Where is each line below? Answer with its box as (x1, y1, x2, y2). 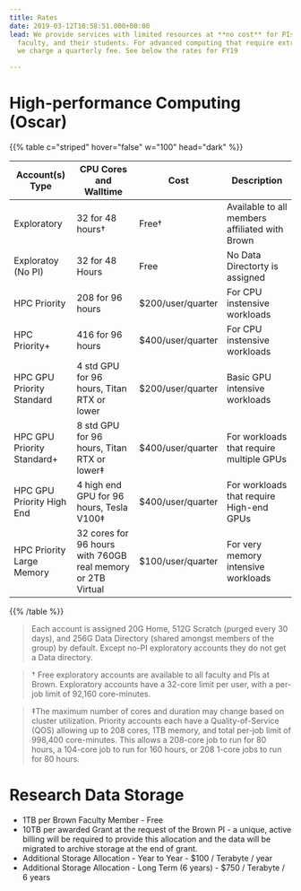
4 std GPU (76, 360, 120, 372)
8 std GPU (76, 419, 120, 432)
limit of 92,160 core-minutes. (45, 688, 151, 700)
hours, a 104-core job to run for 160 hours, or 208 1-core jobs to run (30, 744, 282, 755)
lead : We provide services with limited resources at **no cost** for (9, 30, 279, 39)
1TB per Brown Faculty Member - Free (21, 815, 164, 825)
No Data (227, 249, 262, 261)
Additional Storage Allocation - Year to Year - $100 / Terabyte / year (21, 853, 273, 863)
